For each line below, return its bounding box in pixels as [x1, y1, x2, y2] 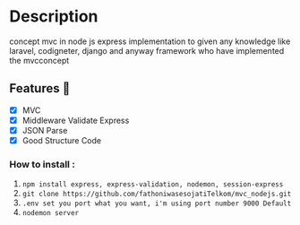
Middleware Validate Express [21, 115, 130, 125]
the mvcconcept [9, 55, 70, 65]
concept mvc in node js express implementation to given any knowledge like [9, 36, 291, 47]
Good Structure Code [21, 134, 101, 145]
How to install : [9, 158, 76, 170]
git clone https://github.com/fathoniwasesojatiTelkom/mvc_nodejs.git [21, 190, 292, 199]
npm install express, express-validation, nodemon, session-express [21, 180, 284, 189]
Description [9, 6, 99, 27]
